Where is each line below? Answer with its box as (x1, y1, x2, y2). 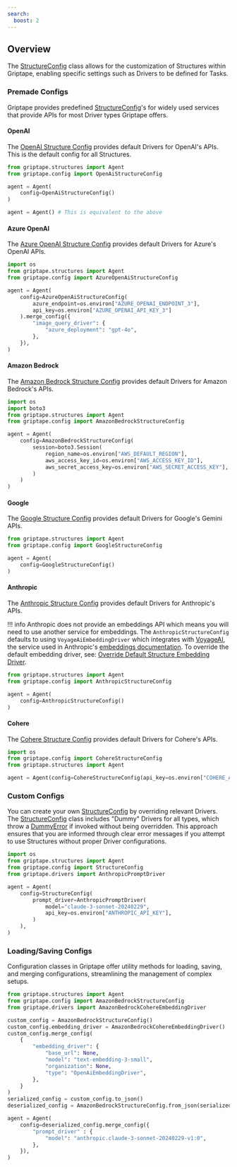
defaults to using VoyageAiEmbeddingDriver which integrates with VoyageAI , (7, 635, 226, 643)
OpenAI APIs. (7, 247, 46, 256)
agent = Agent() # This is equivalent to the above (7, 209, 162, 216)
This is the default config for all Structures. (7, 150, 132, 158)
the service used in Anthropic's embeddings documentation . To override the (7, 643, 229, 651)
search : (7, 10, 30, 18)
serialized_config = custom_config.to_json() (7, 1096, 143, 1103)
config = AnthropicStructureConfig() (20, 697, 125, 704)
